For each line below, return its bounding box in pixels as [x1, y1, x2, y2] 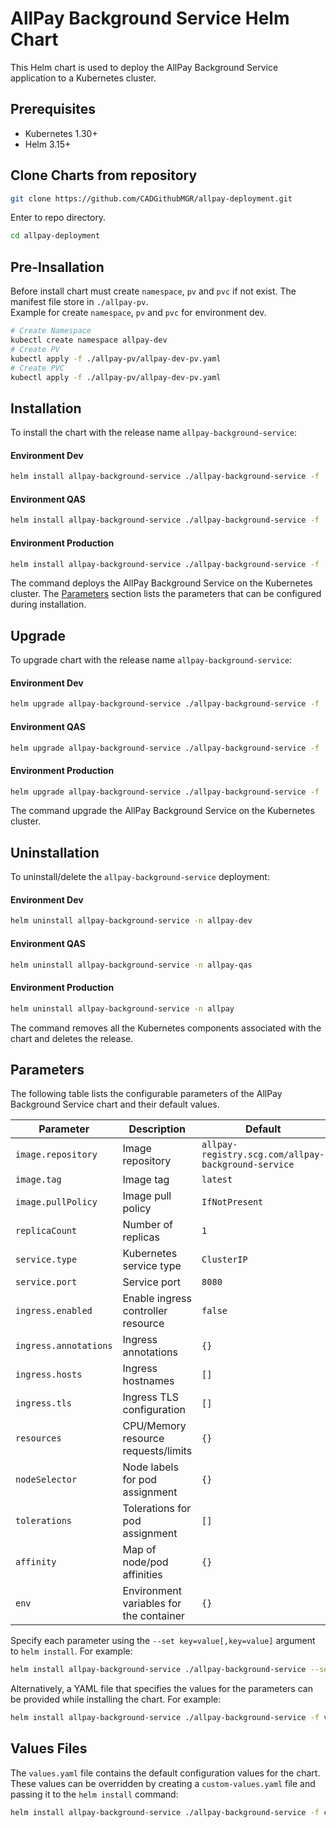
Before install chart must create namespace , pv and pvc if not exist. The [10, 285, 297, 297]
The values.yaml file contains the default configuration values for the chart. [10, 1767, 321, 1779]
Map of [122, 1543, 157, 1557]
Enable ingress [122, 1292, 192, 1306]
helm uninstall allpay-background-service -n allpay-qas [10, 960, 253, 970]
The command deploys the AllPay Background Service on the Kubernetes [10, 577, 313, 589]
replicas [122, 1230, 160, 1244]
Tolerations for [122, 1502, 192, 1516]
